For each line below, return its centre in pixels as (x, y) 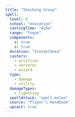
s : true (22, 47)
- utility (24, 84)
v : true (22, 42)
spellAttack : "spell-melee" (39, 98)
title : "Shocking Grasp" (31, 10)
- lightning (26, 93)
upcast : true (23, 107)
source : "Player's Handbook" (40, 103)
